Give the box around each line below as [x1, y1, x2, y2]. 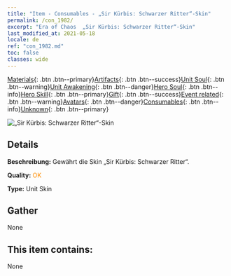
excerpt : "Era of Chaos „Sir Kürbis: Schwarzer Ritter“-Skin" [7, 23, 196, 30]
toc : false [7, 50, 39, 57]
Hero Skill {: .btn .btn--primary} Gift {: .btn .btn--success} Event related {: [20, 90, 224, 98]
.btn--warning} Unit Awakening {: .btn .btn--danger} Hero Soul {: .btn [7, 82, 200, 91]
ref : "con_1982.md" [7, 43, 64, 50]
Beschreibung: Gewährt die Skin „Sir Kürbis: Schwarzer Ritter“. [7, 157, 190, 165]
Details [7, 139, 38, 151]
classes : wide [7, 56, 49, 63]
